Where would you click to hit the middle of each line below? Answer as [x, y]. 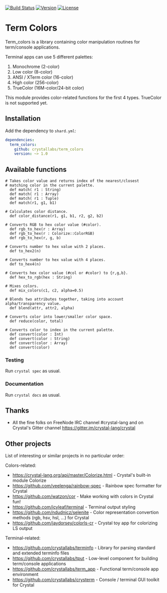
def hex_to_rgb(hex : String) [41, 277]
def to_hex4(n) [25, 264]
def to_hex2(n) [25, 251]
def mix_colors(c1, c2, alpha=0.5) [47, 290]
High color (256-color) [35, 82]
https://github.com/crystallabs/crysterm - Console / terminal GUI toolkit [86, 580]
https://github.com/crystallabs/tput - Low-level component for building [85, 558]
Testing [14, 360]
